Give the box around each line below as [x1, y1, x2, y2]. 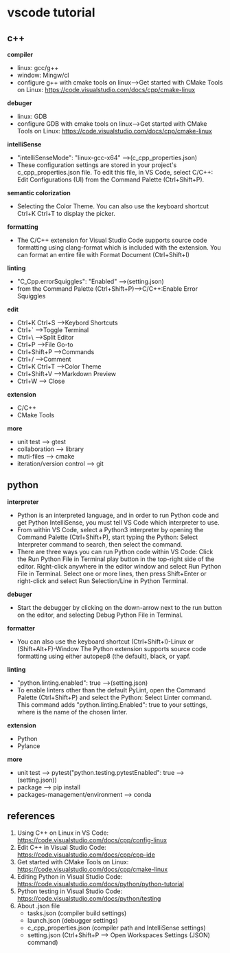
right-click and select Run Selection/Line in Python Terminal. [16, 576, 189, 585]
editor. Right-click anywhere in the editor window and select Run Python [16, 562, 222, 570]
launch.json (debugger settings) [27, 916, 118, 924]
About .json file [16, 901, 60, 910]
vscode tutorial [7, 5, 95, 21]
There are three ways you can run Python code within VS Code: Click [16, 547, 214, 556]
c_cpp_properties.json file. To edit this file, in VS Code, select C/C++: [16, 168, 214, 176]
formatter [7, 624, 36, 632]
